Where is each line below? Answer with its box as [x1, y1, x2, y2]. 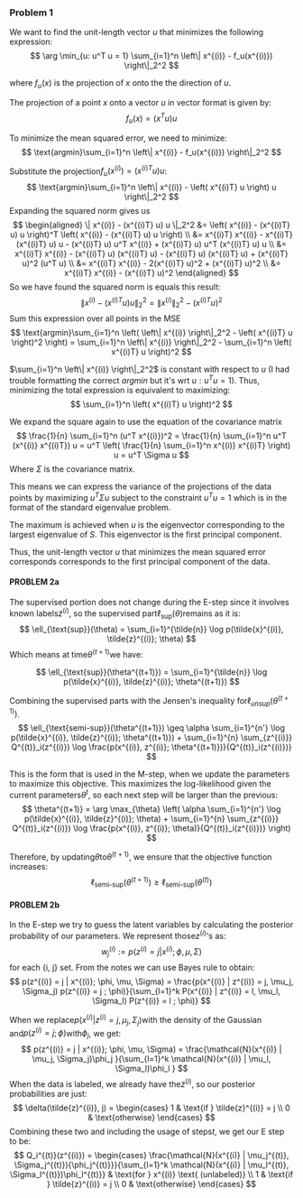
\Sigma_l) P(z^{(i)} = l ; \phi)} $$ [91, 995, 212, 1007]
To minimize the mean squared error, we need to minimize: [9, 133, 227, 143]
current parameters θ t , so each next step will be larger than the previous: [9, 788, 279, 800]
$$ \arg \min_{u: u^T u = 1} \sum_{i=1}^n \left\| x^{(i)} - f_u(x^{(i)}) [30, 51, 273, 61]
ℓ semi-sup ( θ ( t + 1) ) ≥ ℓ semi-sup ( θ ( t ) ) [90, 875, 213, 889]
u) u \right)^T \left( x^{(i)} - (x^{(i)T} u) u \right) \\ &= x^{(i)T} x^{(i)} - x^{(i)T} [10, 229, 293, 240]
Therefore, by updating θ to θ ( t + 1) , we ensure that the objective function [9, 850, 272, 862]
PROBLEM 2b [9, 899, 60, 910]
